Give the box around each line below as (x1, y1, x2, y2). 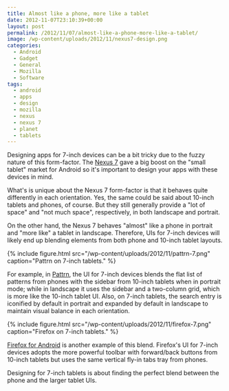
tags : (7, 81, 23, 88)
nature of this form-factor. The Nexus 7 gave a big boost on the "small (7, 158, 206, 166)
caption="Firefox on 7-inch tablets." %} (7, 328, 119, 336)
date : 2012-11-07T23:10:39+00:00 (7, 17, 103, 23)
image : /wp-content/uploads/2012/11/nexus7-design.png (7, 36, 168, 43)
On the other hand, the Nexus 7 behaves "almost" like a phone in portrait (7, 221, 213, 230)
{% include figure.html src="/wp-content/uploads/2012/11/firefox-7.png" (7, 320, 212, 328)
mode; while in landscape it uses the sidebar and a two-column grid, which (7, 285, 220, 293)
